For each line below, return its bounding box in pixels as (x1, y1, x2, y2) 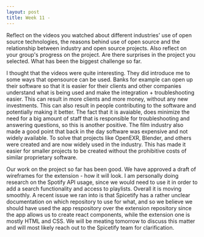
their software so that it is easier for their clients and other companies (6, 82, 181, 89)
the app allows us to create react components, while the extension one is (6, 211, 191, 218)
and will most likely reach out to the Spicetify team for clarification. (6, 224, 175, 231)
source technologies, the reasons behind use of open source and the (6, 38, 180, 45)
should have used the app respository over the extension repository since (6, 204, 192, 211)
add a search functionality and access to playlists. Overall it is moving (6, 184, 182, 192)
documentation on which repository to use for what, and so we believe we (6, 198, 193, 205)
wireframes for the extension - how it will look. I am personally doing (6, 172, 179, 179)
